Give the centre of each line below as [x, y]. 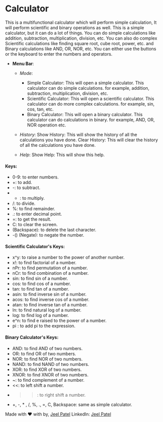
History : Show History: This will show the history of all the [78, 134]
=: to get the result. [32, 219]
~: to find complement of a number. [48, 380]
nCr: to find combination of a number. [50, 273]
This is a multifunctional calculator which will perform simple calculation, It [81, 22]
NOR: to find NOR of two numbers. [47, 359]
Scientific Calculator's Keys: [35, 246]
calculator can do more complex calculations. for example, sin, [91, 104]
